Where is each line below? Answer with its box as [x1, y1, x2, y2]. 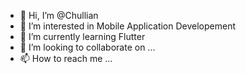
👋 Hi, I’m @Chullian [19, 10, 99, 21]
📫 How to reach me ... [19, 53, 113, 64]
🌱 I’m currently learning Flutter [19, 31, 146, 42]
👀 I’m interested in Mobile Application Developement [19, 20, 237, 32]
